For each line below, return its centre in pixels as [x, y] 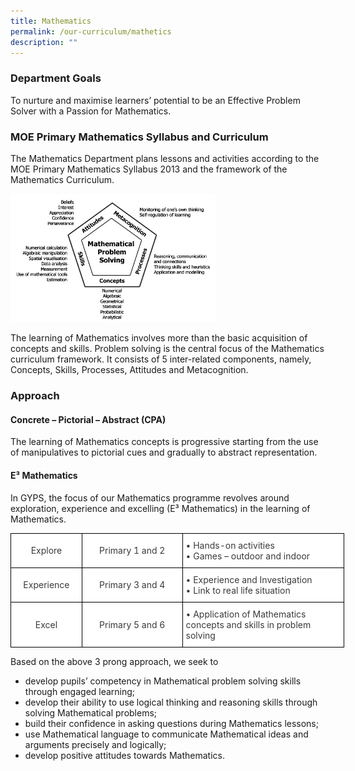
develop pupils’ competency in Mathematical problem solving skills [163, 681]
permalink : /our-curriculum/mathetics [91, 31]
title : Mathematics [51, 21]
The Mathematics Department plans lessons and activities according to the [165, 158]
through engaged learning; [80, 691]
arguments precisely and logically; [95, 744]
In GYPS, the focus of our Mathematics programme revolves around [150, 497]
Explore [46, 551]
